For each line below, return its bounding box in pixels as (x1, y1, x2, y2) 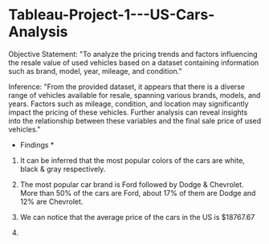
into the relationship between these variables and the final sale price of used (8, 116, 262, 125)
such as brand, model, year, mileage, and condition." (8, 66, 182, 75)
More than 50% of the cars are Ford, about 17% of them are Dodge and (19, 188, 256, 197)
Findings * (19, 140, 55, 149)
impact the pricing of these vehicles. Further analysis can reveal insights (8, 107, 248, 117)
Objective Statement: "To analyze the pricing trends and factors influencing (8, 49, 259, 59)
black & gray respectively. (19, 164, 106, 173)
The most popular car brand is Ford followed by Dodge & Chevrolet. (19, 179, 244, 189)
